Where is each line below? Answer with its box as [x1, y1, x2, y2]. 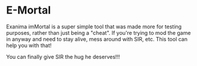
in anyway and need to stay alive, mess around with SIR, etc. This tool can [6, 35, 188, 42]
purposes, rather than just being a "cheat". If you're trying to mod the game [6, 29, 191, 36]
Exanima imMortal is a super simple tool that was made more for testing [6, 23, 182, 30]
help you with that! [6, 42, 52, 49]
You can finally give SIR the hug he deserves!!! [6, 53, 120, 60]
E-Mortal [6, 4, 51, 17]
